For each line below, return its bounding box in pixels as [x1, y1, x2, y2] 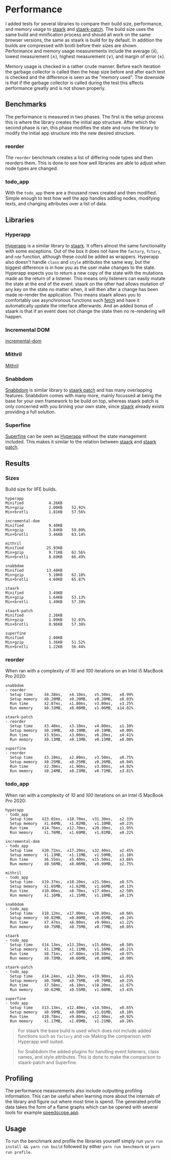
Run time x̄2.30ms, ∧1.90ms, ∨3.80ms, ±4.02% [10, 764, 134, 769]
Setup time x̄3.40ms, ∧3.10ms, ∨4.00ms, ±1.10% [10, 724, 134, 729]
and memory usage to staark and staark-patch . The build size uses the [5, 26, 154, 32]
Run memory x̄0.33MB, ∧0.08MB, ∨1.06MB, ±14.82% [10, 706, 134, 711]
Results [5, 459, 30, 468]
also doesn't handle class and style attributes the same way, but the [5, 259, 150, 265]
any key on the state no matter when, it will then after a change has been [5, 286, 158, 293]
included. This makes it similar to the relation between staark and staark [5, 439, 157, 445]
